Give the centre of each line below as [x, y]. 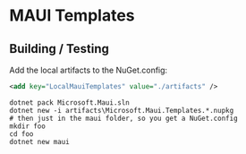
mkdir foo [28, 126]
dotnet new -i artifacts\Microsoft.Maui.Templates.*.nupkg [122, 110]
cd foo [21, 134]
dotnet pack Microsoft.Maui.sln [69, 103]
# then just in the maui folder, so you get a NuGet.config [124, 118]
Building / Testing [59, 49]
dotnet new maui [39, 141]
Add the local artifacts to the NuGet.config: [89, 70]
